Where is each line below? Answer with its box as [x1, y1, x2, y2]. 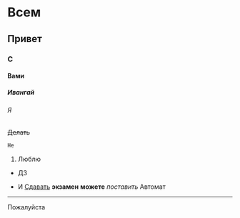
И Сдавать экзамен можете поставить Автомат [17, 182, 166, 191]
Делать [7, 128, 31, 136]
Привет [7, 33, 43, 45]
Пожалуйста [7, 202, 46, 211]
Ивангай [7, 88, 34, 96]
